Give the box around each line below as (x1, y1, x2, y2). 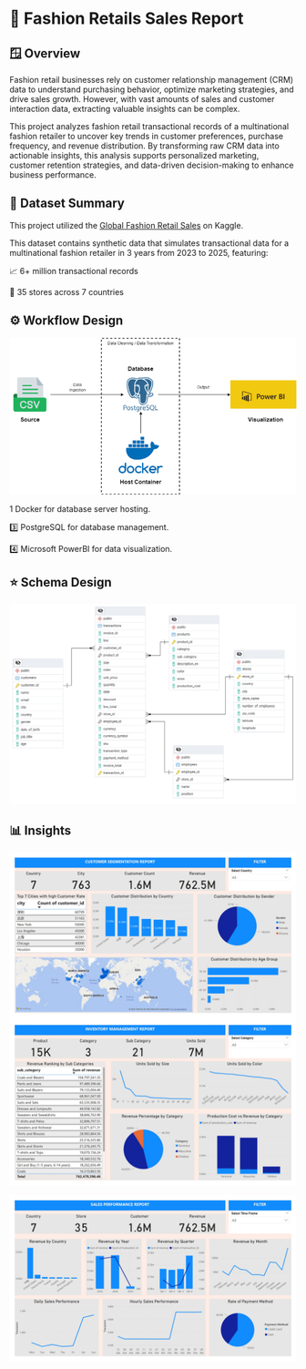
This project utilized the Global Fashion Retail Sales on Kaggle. (9, 220, 244, 230)
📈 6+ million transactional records (9, 265, 138, 276)
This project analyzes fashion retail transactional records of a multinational (9, 121, 290, 131)
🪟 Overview (9, 46, 81, 61)
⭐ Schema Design (9, 574, 112, 590)
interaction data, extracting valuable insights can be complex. (9, 104, 240, 114)
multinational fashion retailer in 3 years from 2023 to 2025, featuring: (9, 247, 269, 258)
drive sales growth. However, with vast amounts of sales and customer (9, 94, 275, 104)
